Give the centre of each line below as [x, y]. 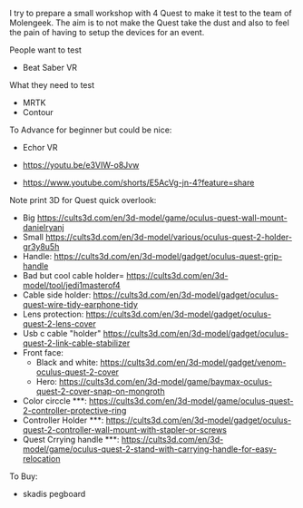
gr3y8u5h [41, 247]
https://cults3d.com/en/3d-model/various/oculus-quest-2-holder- [169, 237]
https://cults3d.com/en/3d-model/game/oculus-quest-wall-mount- [162, 218]
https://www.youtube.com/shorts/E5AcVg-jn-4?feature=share [138, 182]
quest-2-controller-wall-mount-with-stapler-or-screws [124, 430]
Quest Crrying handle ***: [71, 440]
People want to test [45, 50]
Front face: [43, 352]
